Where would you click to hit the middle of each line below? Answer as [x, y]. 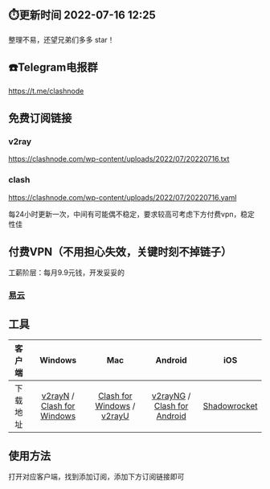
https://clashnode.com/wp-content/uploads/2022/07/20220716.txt [119, 159]
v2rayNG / [171, 396]
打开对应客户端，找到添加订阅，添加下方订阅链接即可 [96, 476]
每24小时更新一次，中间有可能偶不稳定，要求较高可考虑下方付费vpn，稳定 [132, 214]
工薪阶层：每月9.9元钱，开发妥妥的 [66, 273]
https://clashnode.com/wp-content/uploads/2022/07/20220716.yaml [123, 197]
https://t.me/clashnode [46, 91]
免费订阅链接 [40, 119]
